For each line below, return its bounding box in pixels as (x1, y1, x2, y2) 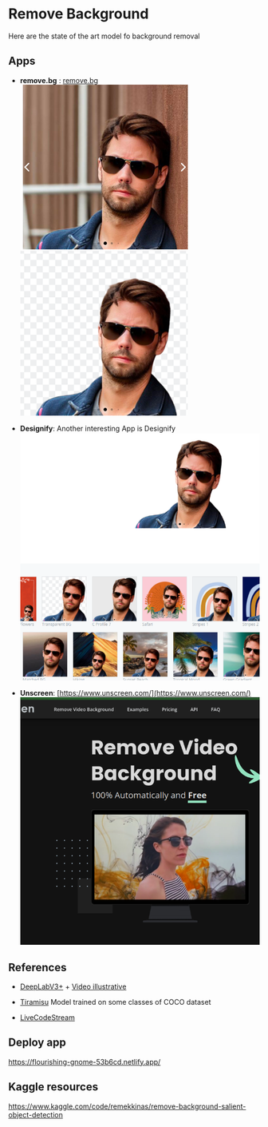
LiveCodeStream (19, 1012, 76, 1022)
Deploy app (8, 1036, 66, 1050)
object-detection (8, 1109, 64, 1119)
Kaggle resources (8, 1080, 98, 1094)
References (8, 960, 67, 974)
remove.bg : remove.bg (19, 75, 98, 85)
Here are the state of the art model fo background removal (8, 31, 200, 41)
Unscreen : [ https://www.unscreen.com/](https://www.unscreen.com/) (19, 688, 251, 697)
